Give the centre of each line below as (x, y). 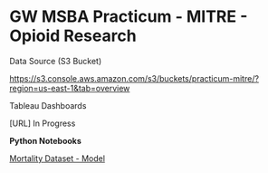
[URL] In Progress (43, 123)
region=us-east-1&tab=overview (70, 88)
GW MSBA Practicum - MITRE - (129, 17)
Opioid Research (73, 36)
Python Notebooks (45, 140)
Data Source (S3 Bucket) (56, 61)
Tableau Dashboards (48, 105)
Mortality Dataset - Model (57, 158)
